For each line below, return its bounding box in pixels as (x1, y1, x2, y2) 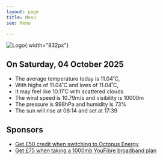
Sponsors (6, 125, 43, 135)
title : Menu (6, 14, 36, 20)
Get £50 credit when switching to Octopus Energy (14, 141, 140, 147)
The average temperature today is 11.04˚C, (14, 75, 120, 82)
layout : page (6, 8, 39, 15)
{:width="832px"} (25, 42, 69, 49)
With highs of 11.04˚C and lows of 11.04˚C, (14, 82, 119, 89)
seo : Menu (6, 20, 31, 26)
